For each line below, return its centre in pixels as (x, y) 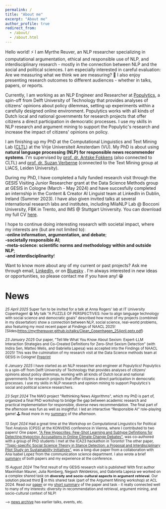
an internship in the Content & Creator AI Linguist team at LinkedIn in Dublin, (83, 193)
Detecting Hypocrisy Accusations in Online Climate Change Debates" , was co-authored (80, 437)
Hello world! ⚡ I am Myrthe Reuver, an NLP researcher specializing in (75, 52)
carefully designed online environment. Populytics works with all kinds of (80, 111)
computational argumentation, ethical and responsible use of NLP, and (77, 59)
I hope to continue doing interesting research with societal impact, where (80, 224)
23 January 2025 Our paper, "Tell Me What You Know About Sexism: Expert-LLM (74, 340)
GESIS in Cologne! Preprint (28, 357)
